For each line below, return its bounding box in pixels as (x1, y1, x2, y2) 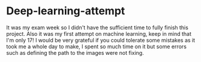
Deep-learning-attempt (6, 4, 125, 18)
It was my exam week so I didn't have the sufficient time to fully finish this (6, 24, 189, 31)
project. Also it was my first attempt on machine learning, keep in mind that (6, 30, 192, 37)
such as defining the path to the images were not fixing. (6, 49, 144, 56)
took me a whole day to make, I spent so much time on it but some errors (6, 43, 187, 50)
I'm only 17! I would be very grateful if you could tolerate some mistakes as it (6, 36, 196, 44)
